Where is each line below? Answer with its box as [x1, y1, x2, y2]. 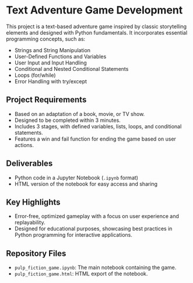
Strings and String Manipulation [14, 46, 91, 53]
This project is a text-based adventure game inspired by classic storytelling [6, 23, 187, 30]
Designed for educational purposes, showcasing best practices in [14, 225, 173, 232]
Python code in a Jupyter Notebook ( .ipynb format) [14, 174, 139, 181]
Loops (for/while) [14, 71, 57, 79]
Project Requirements [6, 95, 87, 105]
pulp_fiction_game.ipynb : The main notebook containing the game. [14, 264, 177, 271]
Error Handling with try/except [14, 77, 87, 85]
